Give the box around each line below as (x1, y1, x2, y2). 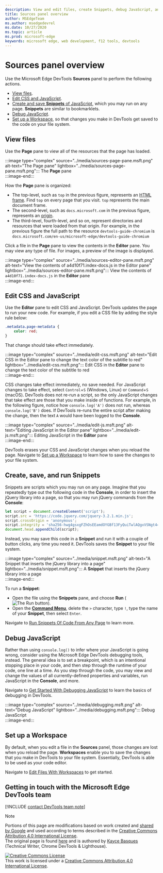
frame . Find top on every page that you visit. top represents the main (12, 197, 149, 203)
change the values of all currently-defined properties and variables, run (5, 672, 148, 678)
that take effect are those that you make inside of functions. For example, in (5, 397, 156, 403)
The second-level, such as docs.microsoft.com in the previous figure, (12, 207, 150, 213)
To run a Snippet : (5, 586, 40, 591)
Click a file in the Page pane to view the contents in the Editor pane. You (5, 242, 150, 248)
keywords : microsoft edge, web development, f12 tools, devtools (5, 39, 140, 44)
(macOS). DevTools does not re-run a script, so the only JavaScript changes (5, 392, 158, 398)
